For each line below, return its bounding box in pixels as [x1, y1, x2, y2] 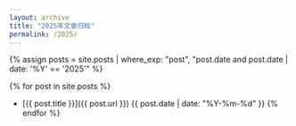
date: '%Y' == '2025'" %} [9, 63, 103, 74]
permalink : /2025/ [9, 29, 78, 38]
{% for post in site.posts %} [9, 81, 111, 92]
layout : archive [9, 13, 70, 22]
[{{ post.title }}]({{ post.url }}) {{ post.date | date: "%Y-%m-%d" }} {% [21, 98, 279, 109]
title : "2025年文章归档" [9, 21, 95, 30]
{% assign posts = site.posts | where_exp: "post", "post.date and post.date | [9, 55, 288, 65]
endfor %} [21, 108, 61, 119]
